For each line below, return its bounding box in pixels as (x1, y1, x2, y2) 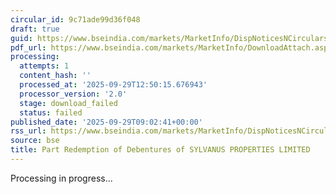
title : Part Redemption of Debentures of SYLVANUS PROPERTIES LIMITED (10, 145, 311, 155)
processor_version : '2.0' (19, 89, 128, 99)
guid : (10, 33, 33, 43)
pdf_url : (10, 42, 47, 53)
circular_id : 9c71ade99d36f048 (10, 14, 141, 25)
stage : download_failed (19, 98, 118, 108)
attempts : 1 (19, 61, 70, 71)
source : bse (10, 136, 60, 146)
